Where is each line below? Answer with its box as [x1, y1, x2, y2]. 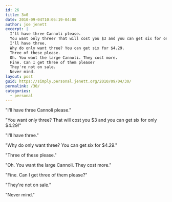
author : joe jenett [5, 21, 47, 27]
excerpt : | [5, 27, 29, 32]
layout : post [5, 74, 33, 79]
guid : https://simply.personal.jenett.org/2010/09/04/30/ [5, 79, 132, 84]
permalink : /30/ [5, 83, 40, 88]
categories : [5, 88, 31, 94]
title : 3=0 [5, 12, 29, 17]
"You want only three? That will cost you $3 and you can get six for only [5, 117, 157, 123]
